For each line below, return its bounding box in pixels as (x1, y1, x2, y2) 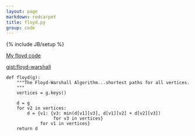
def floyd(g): (6, 75, 41, 81)
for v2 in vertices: (16, 106, 67, 111)
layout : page (6, 8, 38, 15)
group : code (6, 25, 35, 31)
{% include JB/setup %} (6, 41, 64, 48)
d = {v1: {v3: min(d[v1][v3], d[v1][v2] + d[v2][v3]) (27, 110, 161, 117)
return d (16, 126, 38, 132)
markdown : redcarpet (6, 14, 57, 20)
